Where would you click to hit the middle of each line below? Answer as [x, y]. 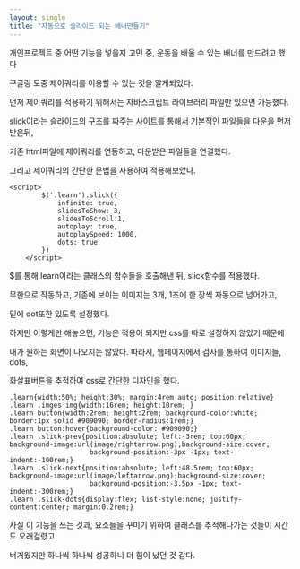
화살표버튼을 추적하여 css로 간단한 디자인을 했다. [95, 380]
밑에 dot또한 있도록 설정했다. [60, 314]
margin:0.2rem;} [103, 507]
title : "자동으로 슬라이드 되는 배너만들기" [80, 26]
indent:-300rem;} [42, 491]
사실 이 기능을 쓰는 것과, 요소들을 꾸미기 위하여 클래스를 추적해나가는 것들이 [141, 524]
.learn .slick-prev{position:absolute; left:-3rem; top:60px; [128, 436]
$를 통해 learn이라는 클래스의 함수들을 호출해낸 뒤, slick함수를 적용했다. [134, 275]
